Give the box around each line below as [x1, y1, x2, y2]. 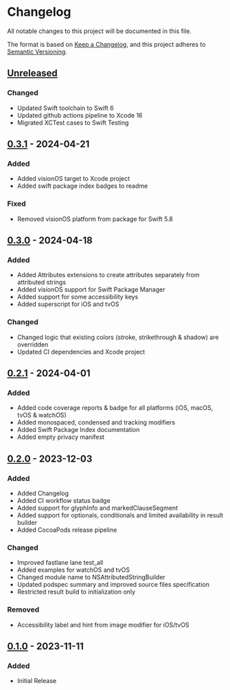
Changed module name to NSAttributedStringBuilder [16, 573, 166, 581]
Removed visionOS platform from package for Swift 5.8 [16, 215, 174, 223]
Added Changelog [16, 489, 69, 497]
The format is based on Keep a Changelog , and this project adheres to [7, 40, 206, 48]
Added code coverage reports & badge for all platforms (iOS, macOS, [16, 404, 214, 412]
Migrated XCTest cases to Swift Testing [16, 118, 129, 127]
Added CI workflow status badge [16, 496, 111, 504]
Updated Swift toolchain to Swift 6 [16, 104, 115, 112]
